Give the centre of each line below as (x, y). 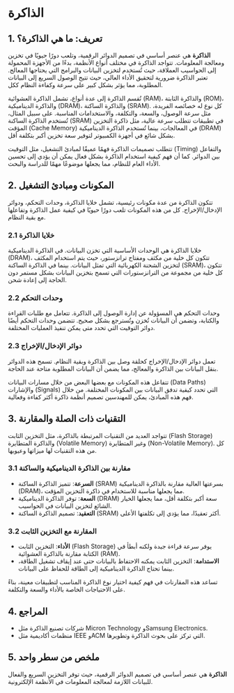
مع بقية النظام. (27, 217)
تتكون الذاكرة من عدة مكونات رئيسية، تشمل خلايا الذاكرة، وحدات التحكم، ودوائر (110, 202)
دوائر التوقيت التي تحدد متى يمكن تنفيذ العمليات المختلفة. (81, 328)
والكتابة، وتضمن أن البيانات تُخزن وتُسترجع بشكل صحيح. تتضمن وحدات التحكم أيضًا (114, 320)
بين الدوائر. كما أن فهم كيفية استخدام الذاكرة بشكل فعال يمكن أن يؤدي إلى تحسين (114, 156)
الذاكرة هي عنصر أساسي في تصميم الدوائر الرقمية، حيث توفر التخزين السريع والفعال (117, 674)
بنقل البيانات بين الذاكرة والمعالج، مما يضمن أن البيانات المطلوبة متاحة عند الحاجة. (113, 368)
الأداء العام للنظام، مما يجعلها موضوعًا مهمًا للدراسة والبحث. (84, 164)
